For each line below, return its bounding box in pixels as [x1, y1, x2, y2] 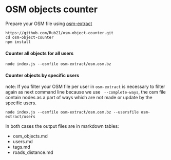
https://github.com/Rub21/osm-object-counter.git [5, 30, 114, 35]
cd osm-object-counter [5, 35, 54, 40]
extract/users [5, 114, 36, 120]
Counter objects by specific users [5, 72, 80, 78]
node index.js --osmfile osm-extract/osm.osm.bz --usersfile [5, 110, 139, 115]
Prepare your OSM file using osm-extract [5, 20, 92, 27]
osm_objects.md [12, 133, 48, 139]
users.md [12, 139, 33, 145]
